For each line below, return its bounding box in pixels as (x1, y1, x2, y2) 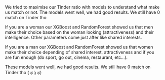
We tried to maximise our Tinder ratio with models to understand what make (5, 4, 160, 10)
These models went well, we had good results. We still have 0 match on (5, 64, 151, 70)
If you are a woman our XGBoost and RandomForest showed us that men (5, 24, 153, 30)
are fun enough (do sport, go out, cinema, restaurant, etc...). (5, 54, 128, 60)
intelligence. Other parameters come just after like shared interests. (5, 34, 142, 40)
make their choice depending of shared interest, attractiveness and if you (5, 49, 155, 55)
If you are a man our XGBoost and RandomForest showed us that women (5, 44, 153, 50)
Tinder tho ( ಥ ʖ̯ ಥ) (5, 70, 42, 75)
